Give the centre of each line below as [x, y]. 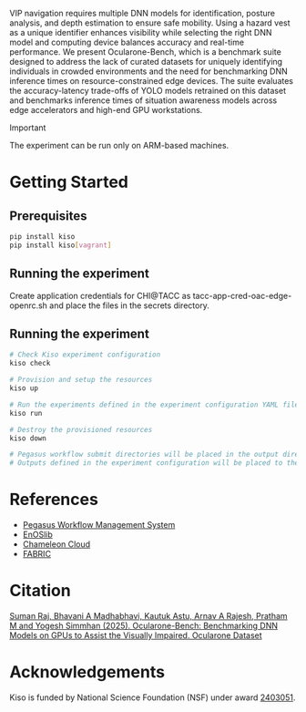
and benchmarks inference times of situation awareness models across [143, 100]
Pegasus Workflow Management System [99, 525]
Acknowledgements [87, 672]
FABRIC [37, 554]
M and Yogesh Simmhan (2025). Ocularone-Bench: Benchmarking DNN [143, 625]
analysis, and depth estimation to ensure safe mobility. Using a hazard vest [150, 23]
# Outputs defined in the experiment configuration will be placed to [146, 463]
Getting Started [69, 182]
